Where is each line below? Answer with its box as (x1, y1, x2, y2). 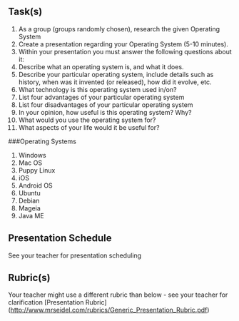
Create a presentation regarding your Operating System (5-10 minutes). (18, 39, 229, 49)
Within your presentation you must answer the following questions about (18, 47, 233, 56)
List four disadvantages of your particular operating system (18, 100, 193, 109)
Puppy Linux (18, 165, 56, 174)
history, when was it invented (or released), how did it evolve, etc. (18, 78, 213, 86)
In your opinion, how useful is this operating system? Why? (18, 108, 192, 116)
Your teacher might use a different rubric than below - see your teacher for (8, 290, 228, 299)
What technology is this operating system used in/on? (18, 85, 177, 93)
